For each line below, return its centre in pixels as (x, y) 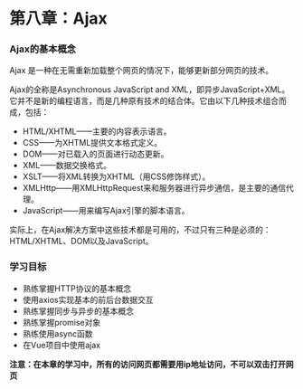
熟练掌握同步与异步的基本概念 (78, 311)
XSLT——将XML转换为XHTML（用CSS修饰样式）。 (116, 176)
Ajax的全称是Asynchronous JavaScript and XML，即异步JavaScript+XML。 (150, 90)
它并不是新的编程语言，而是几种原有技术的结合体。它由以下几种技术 (136, 101)
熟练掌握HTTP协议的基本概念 (77, 288)
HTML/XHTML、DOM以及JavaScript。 (81, 242)
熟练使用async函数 (57, 333)
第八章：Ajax (58, 19)
